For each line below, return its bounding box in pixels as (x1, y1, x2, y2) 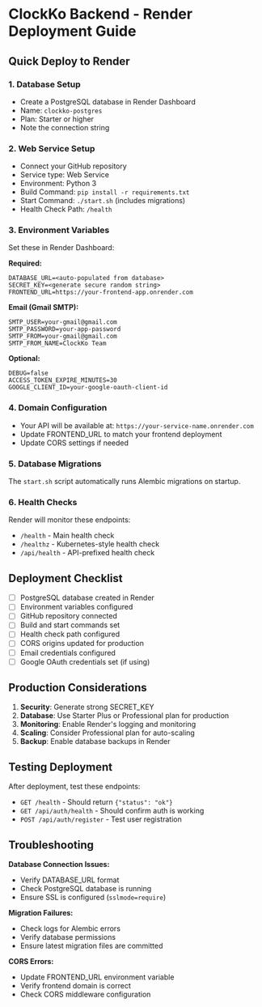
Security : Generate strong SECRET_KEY (19, 702, 155, 712)
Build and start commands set (19, 620, 120, 630)
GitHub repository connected (19, 611, 117, 621)
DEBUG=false (8, 369, 49, 377)
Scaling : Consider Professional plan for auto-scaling (19, 728, 196, 737)
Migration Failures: (8, 908, 74, 918)
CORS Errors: (8, 957, 54, 967)
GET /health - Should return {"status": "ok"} (19, 797, 173, 807)
